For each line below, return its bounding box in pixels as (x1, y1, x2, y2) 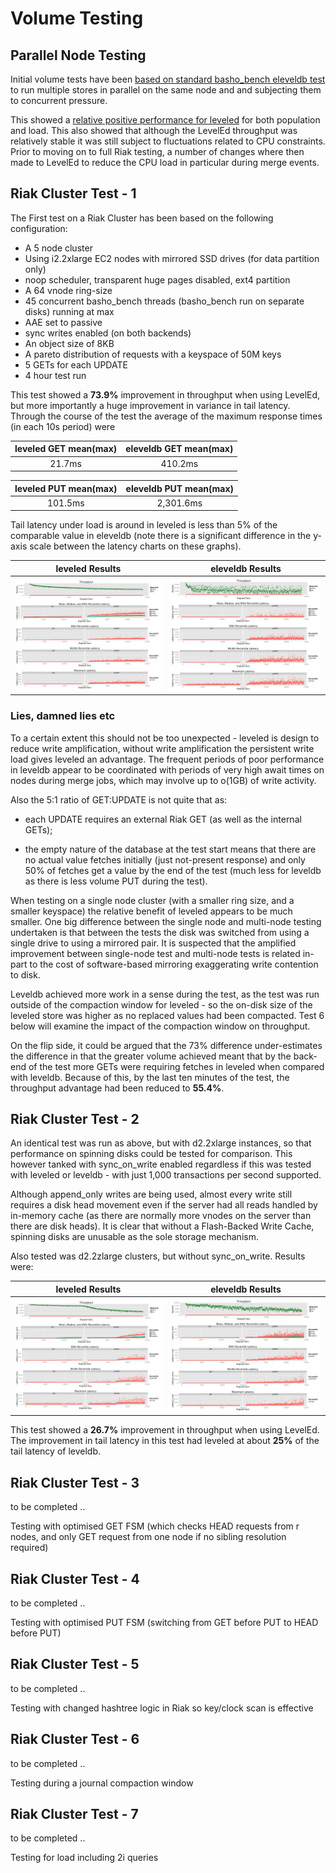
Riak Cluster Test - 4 (10, 1570, 140, 1587)
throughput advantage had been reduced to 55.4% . (10, 1082, 225, 1094)
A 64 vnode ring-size (24, 284, 113, 296)
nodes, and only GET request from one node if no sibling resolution (10, 1531, 287, 1543)
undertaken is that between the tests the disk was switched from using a (10, 926, 310, 938)
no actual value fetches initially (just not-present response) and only (24, 853, 306, 866)
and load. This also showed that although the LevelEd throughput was (10, 125, 298, 136)
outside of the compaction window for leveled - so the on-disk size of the (10, 998, 313, 1011)
